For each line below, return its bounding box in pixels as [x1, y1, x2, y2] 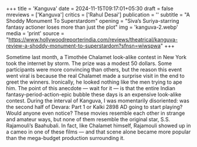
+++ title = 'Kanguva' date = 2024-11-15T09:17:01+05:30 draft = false [6, 5, 174, 12]
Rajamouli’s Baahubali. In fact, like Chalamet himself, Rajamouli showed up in [6, 122, 191, 129]
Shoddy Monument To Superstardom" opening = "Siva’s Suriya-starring [6, 18, 179, 24]
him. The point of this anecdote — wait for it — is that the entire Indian [6, 85, 176, 91]
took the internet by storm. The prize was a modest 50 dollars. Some [6, 60, 172, 67]
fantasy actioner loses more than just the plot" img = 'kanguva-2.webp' [6, 23, 178, 30]
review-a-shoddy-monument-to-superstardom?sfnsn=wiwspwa [6, 42, 161, 49]
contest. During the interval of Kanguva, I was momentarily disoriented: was [6, 97, 189, 104]
